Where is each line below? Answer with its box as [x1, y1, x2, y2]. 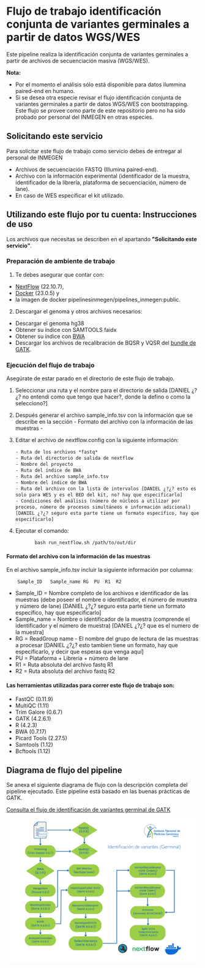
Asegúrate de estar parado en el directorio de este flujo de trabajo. [6, 375, 175, 382]
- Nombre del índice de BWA [15, 479, 87, 486]
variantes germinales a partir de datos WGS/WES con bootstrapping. [15, 100, 188, 108]
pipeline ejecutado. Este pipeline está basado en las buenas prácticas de [6, 788, 190, 795]
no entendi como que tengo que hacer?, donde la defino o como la [22, 393, 191, 400]
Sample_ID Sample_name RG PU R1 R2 [17, 579, 122, 585]
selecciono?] [15, 400, 48, 407]
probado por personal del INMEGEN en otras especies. [15, 113, 154, 121]
